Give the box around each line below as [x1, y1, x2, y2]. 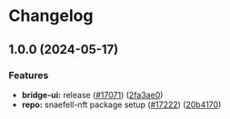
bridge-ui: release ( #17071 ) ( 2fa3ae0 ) [21, 89, 164, 100]
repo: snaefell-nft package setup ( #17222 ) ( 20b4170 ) [21, 99, 222, 110]
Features [8, 69, 49, 82]
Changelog [8, 5, 94, 26]
